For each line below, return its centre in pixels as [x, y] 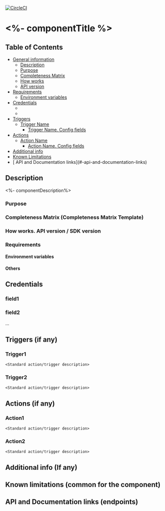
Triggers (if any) [31, 339]
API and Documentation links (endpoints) [72, 502]
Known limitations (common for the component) [83, 485]
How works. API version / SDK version [53, 231]
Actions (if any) [30, 403]
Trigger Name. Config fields [57, 130]
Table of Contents [34, 47]
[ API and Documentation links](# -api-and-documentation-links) [80, 162]
